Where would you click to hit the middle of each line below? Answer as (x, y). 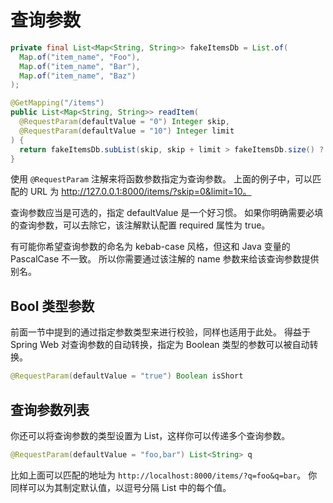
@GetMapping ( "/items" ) (57, 103)
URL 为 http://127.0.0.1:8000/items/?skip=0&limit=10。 (140, 192)
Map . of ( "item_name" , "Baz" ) (78, 76)
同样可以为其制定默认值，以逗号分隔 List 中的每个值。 (121, 487)
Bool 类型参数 (52, 306)
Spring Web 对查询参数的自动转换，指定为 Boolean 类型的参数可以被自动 (160, 345)
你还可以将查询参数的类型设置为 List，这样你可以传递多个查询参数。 (150, 435)
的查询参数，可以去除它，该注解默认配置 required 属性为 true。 (140, 225)
